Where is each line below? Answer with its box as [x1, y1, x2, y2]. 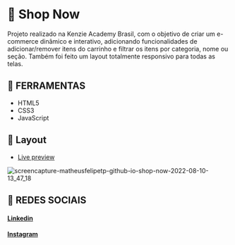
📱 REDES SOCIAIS [7, 194, 87, 206]
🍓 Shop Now [7, 6, 80, 23]
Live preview [17, 153, 55, 161]
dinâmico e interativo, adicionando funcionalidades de [40, 37, 198, 45]
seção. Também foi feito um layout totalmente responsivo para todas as [7, 52, 215, 61]
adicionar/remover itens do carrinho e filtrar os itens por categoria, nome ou [7, 44, 229, 53]
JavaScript [17, 113, 49, 122]
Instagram [7, 230, 39, 239]
